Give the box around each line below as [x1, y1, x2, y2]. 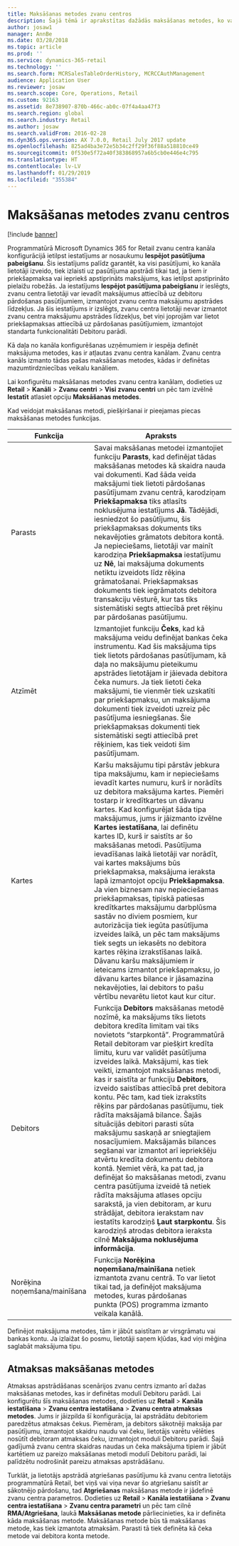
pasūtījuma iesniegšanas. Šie [93, 713, 191, 723]
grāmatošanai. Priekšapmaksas [93, 576, 198, 586]
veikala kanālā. [93, 1309, 144, 1319]
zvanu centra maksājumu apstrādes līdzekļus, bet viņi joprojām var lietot [7, 312, 219, 321]
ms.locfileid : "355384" [7, 176, 78, 183]
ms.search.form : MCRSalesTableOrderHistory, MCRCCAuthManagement [7, 70, 205, 77]
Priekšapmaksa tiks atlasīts [93, 497, 187, 507]
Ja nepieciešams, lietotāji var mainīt [93, 541, 213, 551]
